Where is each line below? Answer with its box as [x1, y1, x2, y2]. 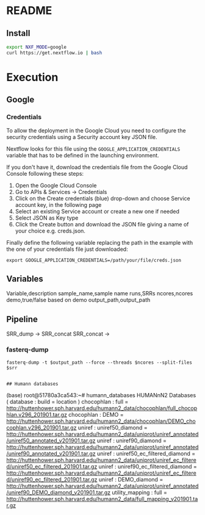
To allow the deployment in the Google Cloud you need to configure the [6, 126, 186, 134]
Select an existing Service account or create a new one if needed [15, 207, 180, 215]
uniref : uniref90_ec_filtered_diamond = [98, 463, 197, 470]
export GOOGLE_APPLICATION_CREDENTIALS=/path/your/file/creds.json [6, 257, 182, 263]
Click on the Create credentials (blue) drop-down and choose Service [15, 195, 190, 202]
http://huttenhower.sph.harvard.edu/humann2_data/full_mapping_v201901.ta [6, 495, 198, 502]
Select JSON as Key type [15, 214, 79, 221]
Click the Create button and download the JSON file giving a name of [15, 220, 189, 228]
